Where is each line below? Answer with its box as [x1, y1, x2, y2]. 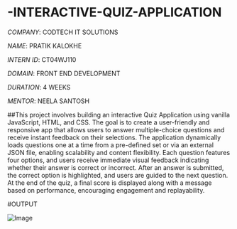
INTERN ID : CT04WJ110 [7, 55, 77, 64]
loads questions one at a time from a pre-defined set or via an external [7, 140, 214, 149]
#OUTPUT [7, 200, 38, 208]
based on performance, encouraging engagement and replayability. [7, 186, 205, 194]
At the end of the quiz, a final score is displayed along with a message [7, 179, 212, 187]
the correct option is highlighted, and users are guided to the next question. [7, 171, 228, 179]
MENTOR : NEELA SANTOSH [7, 97, 90, 105]
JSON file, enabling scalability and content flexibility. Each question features [7, 148, 231, 156]
